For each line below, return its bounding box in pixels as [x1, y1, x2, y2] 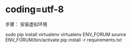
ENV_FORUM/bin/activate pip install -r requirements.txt [5, 37, 122, 43]
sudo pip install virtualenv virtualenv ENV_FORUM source [5, 31, 126, 37]
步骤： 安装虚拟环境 [5, 21, 47, 27]
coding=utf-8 [5, 4, 64, 15]
